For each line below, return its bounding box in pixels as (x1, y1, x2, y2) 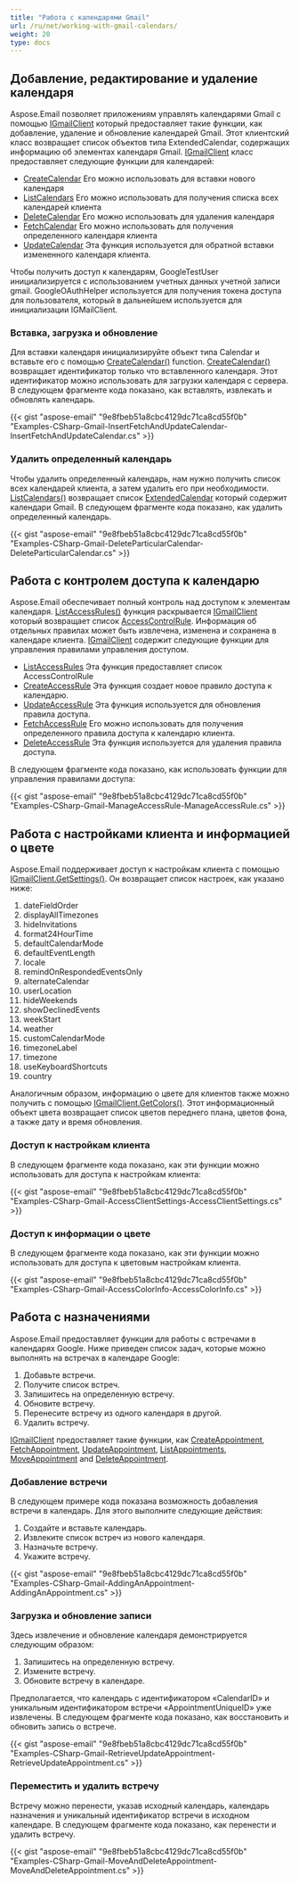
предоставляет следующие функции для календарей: (10, 156, 214, 167)
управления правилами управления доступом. (10, 644, 190, 655)
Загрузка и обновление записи (10, 1609, 152, 1622)
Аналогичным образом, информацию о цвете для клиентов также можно (10, 1088, 290, 1099)
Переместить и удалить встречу (10, 1780, 159, 1792)
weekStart (22, 1014, 61, 1025)
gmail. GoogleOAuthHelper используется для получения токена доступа (10, 286, 282, 296)
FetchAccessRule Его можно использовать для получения (22, 718, 244, 729)
